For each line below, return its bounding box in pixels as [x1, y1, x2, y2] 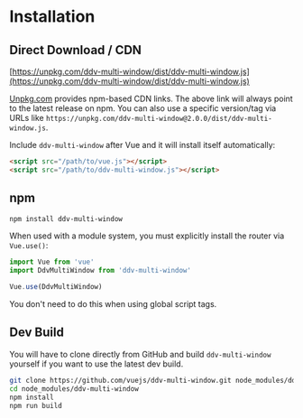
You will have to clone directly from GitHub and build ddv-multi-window [9, 348, 271, 359]
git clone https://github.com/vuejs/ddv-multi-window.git [9, 376, 232, 385]
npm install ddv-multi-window [9, 214, 124, 223]
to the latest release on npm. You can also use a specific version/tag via [9, 103, 277, 114]
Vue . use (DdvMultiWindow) [9, 283, 103, 292]
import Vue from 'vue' [9, 257, 95, 267]
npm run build [9, 401, 63, 410]
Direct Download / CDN [9, 42, 142, 58]
